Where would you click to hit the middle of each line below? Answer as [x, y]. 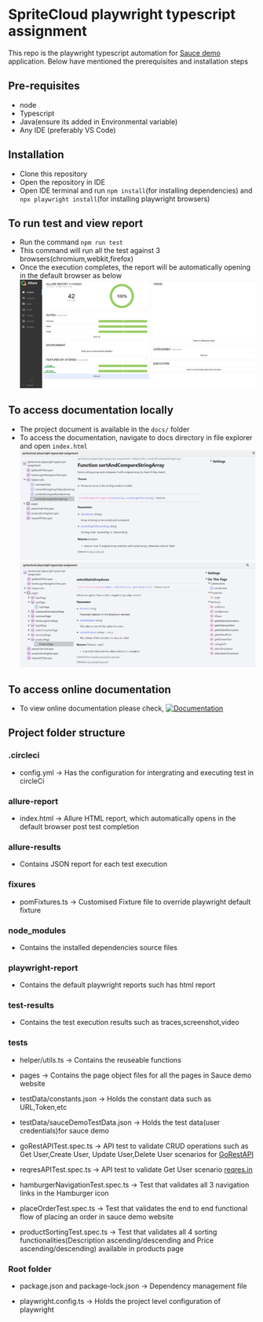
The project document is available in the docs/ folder [104, 429]
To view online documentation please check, [92, 708]
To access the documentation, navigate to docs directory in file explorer [136, 437]
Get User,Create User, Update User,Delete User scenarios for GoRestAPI [136, 1154]
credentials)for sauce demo [64, 1130]
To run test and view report [76, 223]
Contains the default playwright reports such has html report [117, 985]
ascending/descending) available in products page [102, 1248]
